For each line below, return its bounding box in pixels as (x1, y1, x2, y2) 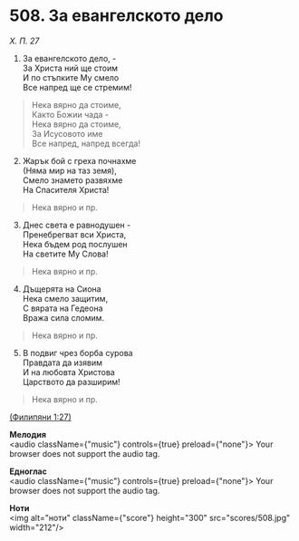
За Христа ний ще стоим (22, 63, 119, 73)
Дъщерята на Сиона (22, 283, 101, 295)
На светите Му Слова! (22, 248, 109, 259)
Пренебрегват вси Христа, (22, 228, 127, 240)
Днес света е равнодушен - (22, 219, 131, 230)
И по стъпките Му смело (22, 72, 120, 82)
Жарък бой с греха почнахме (22, 155, 137, 166)
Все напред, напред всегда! (31, 138, 140, 149)
